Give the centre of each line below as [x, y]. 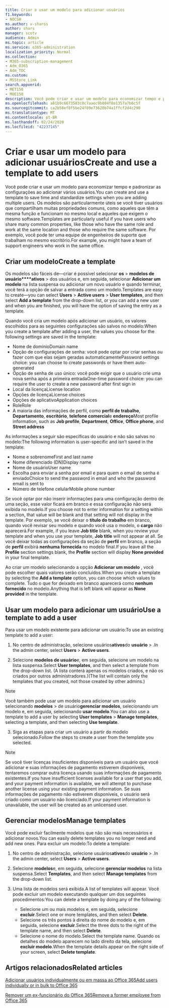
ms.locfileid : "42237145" [32, 127]
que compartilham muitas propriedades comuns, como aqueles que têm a [82, 208]
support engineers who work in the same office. [55, 246]
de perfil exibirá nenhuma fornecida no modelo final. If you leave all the [79, 547]
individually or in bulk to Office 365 [41, 985]
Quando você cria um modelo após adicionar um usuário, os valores [76, 321]
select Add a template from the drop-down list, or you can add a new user [82, 300]
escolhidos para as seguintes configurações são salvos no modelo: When [81, 326]
